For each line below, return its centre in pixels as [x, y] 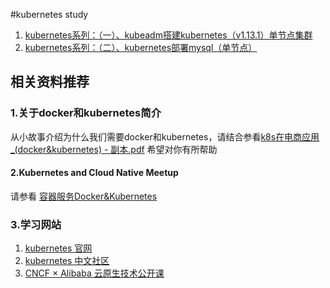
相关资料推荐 [50, 82]
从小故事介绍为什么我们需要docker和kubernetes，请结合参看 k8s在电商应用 [165, 136]
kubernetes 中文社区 [67, 261]
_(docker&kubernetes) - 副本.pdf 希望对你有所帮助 [114, 149]
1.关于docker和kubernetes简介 [86, 113]
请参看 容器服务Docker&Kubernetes [84, 196]
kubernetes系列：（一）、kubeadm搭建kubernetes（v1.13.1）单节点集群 [168, 35]
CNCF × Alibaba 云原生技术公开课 [94, 273]
